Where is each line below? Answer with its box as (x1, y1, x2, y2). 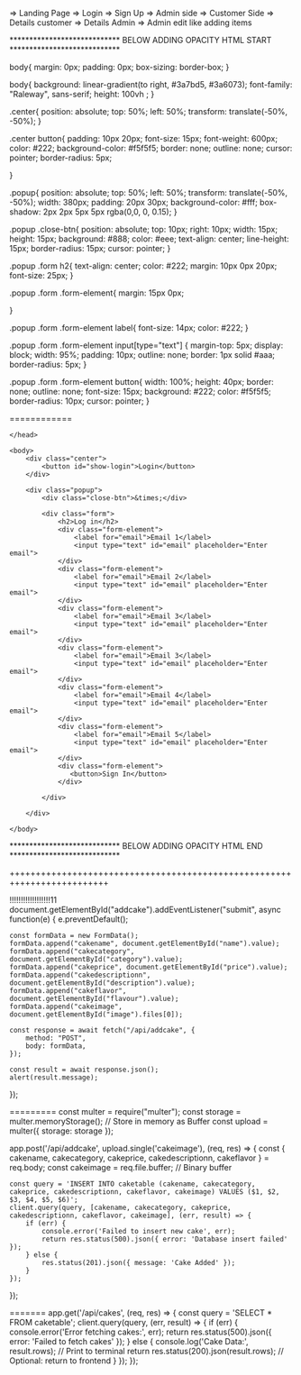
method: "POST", (25, 1034, 87, 1043)
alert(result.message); (9, 1073, 99, 1082)
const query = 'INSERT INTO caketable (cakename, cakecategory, (9, 1179, 256, 1188)
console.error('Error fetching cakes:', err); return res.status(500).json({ (9, 1326, 272, 1337)
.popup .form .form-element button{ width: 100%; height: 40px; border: (9, 377, 274, 387)
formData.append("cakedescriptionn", (9, 970, 151, 979)
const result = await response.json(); (9, 1065, 160, 1074)
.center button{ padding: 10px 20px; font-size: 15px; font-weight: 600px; (9, 133, 278, 143)
